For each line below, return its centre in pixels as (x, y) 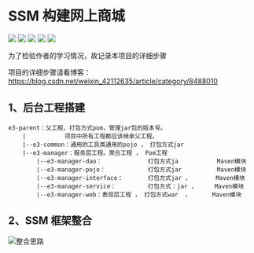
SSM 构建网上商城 (67, 16)
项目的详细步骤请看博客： (50, 72)
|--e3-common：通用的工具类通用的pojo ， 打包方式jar (103, 145)
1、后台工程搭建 (47, 108)
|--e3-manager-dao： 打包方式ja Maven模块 (142, 161)
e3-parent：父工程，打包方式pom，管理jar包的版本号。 (87, 128)
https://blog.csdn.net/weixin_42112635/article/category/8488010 (113, 81)
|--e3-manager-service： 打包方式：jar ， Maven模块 (140, 186)
